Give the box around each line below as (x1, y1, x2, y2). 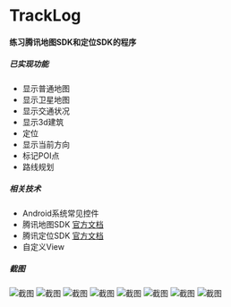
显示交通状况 (21, 105, 70, 116)
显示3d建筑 (21, 116, 64, 127)
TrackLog (9, 5, 81, 26)
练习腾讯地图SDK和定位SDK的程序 (9, 37, 137, 47)
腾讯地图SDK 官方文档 (21, 218, 105, 229)
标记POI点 (21, 149, 60, 161)
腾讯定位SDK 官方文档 (21, 230, 105, 241)
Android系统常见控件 (21, 208, 99, 218)
